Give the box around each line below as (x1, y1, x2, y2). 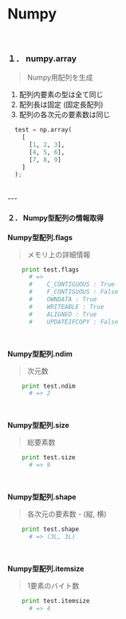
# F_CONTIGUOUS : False (28, 288, 119, 296)
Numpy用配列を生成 (26, 73, 93, 83)
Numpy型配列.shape (7, 492, 77, 502)
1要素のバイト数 (26, 580, 80, 590)
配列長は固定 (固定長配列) (18, 100, 104, 109)
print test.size (22, 454, 77, 462)
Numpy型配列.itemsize (7, 564, 85, 573)
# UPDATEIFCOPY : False (28, 318, 119, 326)
